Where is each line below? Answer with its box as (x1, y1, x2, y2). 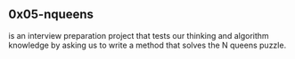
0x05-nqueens (8, 7, 94, 22)
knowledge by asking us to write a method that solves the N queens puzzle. (8, 40, 287, 50)
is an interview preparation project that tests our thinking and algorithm (8, 30, 269, 41)
